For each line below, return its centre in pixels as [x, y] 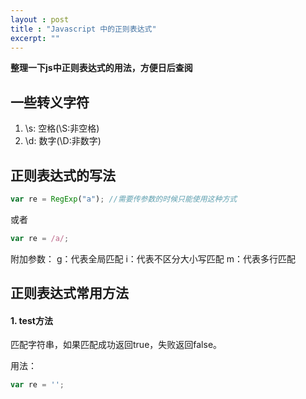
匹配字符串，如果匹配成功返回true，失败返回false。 [116, 345]
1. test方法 [31, 320]
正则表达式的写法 [63, 175]
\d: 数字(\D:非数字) [63, 141]
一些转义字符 [50, 102]
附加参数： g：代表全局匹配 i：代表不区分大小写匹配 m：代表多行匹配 [153, 258]
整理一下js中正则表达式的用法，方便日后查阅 [101, 68]
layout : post [40, 19]
